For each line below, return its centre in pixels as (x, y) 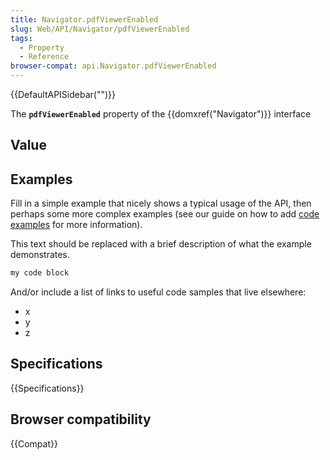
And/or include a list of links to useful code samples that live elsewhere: (158, 292)
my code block (40, 273)
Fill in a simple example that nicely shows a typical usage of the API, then (161, 203)
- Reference (44, 57)
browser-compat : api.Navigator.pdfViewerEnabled (113, 66)
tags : (21, 38)
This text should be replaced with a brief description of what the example (161, 244)
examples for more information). (76, 225)
